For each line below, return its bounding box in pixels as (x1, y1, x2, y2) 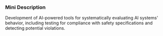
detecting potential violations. (5, 25, 66, 31)
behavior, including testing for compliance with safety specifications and (5, 20, 153, 26)
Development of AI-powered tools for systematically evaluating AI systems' (5, 15, 159, 21)
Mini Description (5, 4, 46, 11)
